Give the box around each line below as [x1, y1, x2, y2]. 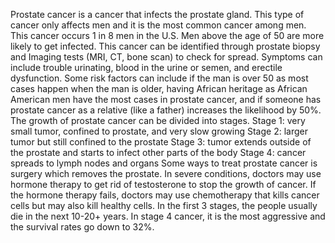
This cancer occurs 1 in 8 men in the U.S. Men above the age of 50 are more [10, 30, 325, 41]
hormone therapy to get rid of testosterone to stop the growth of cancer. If [10, 179, 317, 190]
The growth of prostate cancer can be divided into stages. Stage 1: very [10, 115, 306, 126]
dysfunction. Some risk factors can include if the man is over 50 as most [10, 72, 309, 84]
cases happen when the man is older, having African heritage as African [10, 83, 308, 94]
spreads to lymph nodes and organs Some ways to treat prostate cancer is [10, 157, 318, 169]
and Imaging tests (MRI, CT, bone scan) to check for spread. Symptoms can [10, 51, 323, 63]
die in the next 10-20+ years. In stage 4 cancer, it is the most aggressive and [10, 210, 326, 222]
